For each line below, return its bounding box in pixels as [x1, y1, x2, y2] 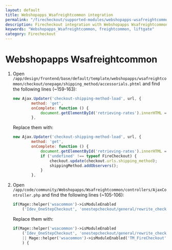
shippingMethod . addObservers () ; [49, 163, 119, 168]
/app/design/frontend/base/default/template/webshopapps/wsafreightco [12, 76, 167, 81]
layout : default [5, 7, 40, 13]
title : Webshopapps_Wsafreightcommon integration [5, 12, 114, 17]
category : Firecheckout [5, 31, 56, 37]
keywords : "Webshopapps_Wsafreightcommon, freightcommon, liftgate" [5, 27, 155, 32]
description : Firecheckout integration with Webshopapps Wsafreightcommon [5, 22, 168, 27]
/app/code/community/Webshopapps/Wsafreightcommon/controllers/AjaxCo [12, 187, 167, 193]
